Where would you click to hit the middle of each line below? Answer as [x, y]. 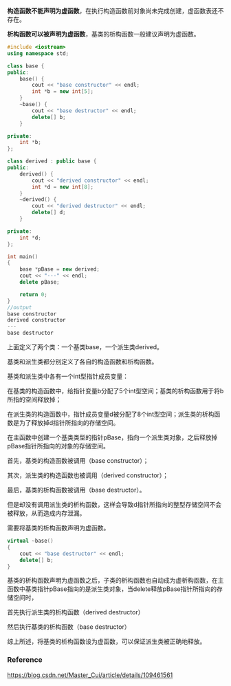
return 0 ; [34, 294]
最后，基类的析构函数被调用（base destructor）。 [76, 490]
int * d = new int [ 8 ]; [63, 187]
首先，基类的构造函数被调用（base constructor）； [78, 460]
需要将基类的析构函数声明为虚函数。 [58, 528]
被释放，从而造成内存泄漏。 [46, 513]
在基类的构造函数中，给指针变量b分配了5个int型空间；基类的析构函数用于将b [115, 391]
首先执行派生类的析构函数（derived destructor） [76, 612]
